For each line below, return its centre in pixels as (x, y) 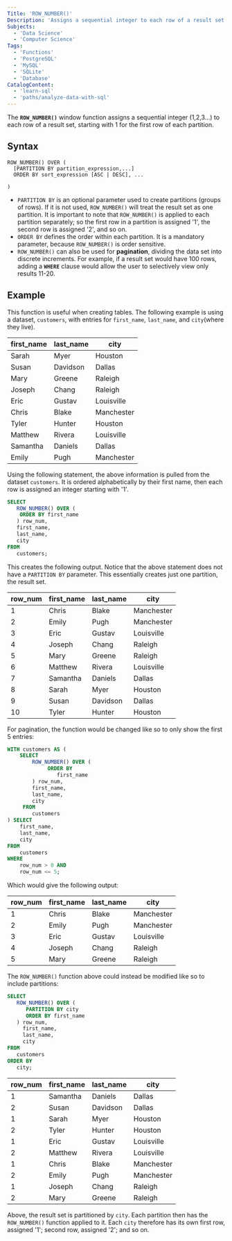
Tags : (15, 46)
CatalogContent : (30, 85)
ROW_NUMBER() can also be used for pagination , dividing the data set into (119, 251)
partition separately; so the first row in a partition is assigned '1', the (114, 222)
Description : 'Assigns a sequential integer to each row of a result (110, 20)
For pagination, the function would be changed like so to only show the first (115, 729)
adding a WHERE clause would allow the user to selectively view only (113, 266)
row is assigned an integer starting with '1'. (68, 489)
